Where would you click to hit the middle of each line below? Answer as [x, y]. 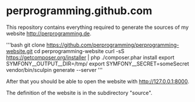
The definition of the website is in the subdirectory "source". [79, 93]
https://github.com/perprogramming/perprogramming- [113, 45]
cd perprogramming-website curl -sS [79, 51]
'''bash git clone [26, 45]
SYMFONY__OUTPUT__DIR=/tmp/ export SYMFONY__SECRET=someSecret [98, 64]
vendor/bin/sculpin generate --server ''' [54, 70]
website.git [19, 51]
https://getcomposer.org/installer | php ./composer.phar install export [90, 57]
